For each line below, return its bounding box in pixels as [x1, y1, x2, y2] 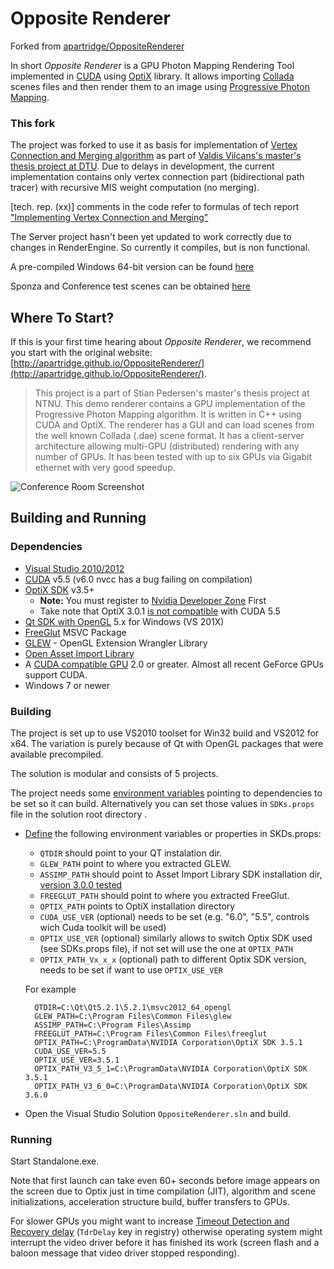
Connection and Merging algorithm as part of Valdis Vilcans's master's [10, 150, 302, 162]
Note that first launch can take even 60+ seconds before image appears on [10, 1175, 321, 1187]
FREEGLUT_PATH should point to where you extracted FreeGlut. [39, 890, 290, 902]
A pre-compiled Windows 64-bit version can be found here [10, 261, 255, 273]
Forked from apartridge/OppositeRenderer [10, 40, 185, 52]
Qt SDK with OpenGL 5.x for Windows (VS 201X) [24, 615, 225, 627]
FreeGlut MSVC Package [24, 626, 127, 638]
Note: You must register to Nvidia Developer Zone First [39, 594, 267, 606]
